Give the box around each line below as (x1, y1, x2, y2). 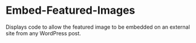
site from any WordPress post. (5, 29, 81, 36)
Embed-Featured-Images (5, 4, 136, 17)
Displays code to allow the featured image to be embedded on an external (5, 23, 190, 30)
